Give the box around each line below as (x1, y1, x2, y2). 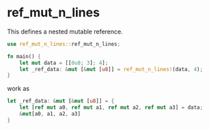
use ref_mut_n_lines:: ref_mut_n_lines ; (7, 40, 121, 47)
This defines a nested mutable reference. (7, 27, 123, 36)
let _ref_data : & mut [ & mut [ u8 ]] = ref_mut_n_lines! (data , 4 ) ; (19, 66, 204, 73)
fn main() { (7, 53, 41, 60)
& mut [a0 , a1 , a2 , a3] (19, 111, 81, 118)
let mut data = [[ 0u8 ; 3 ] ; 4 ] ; (19, 60, 109, 66)
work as (7, 84, 29, 93)
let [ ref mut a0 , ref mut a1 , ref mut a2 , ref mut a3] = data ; (19, 104, 204, 111)
